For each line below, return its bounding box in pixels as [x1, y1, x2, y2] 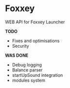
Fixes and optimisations [12, 37, 60, 44]
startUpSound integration [12, 72, 63, 78]
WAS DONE [5, 52, 29, 58]
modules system [12, 77, 45, 83]
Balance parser [12, 67, 43, 73]
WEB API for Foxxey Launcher [5, 19, 65, 25]
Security [12, 43, 29, 49]
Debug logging [12, 62, 42, 68]
